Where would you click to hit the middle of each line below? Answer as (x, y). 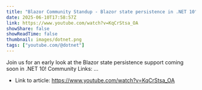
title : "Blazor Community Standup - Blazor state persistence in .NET (96, 12)
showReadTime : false (32, 34)
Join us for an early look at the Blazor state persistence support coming (95, 62)
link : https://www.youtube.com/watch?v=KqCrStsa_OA (72, 23)
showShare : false (28, 28)
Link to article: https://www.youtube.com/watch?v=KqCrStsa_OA (95, 80)
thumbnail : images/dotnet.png (44, 40)
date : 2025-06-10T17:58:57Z (41, 17)
